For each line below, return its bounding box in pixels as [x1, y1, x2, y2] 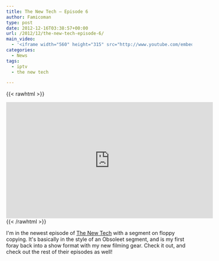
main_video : [6, 36, 35, 42]
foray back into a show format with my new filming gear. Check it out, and [6, 242, 186, 249]
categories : [6, 47, 35, 53]
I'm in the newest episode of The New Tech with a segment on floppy [6, 230, 175, 237]
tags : [6, 58, 19, 64]
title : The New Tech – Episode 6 [6, 8, 89, 15]
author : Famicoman [6, 14, 51, 20]
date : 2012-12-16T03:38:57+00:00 [6, 25, 89, 31]
